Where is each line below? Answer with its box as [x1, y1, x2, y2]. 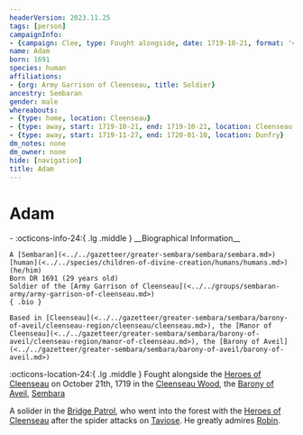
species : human [9, 64, 67, 73]
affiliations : [9, 72, 63, 81]
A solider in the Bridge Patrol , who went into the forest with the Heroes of [9, 405, 281, 416]
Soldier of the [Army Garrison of [9, 282, 140, 292]
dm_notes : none [9, 139, 67, 148]
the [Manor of [219, 321, 272, 330]
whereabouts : [9, 106, 59, 115]
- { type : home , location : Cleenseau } [9, 114, 151, 123]
